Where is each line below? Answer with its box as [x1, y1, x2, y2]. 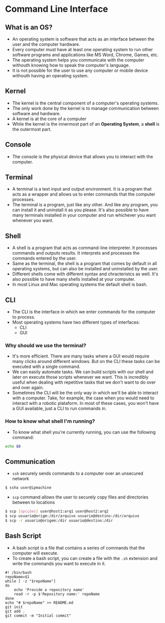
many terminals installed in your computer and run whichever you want [12, 212, 156, 218]
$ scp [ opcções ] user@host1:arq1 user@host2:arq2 [5, 509, 109, 514]
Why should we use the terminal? [5, 342, 86, 349]
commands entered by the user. [12, 255, 77, 262]
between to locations [12, 499, 55, 505]
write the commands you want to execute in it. [12, 560, 106, 566]
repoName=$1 [5, 574, 29, 579]
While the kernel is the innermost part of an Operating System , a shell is [12, 121, 160, 127]
